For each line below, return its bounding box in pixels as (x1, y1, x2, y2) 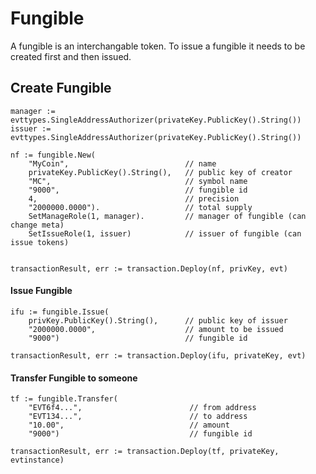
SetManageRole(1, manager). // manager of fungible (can (28, 211, 307, 221)
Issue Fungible (10, 285, 73, 297)
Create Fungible (10, 80, 112, 97)
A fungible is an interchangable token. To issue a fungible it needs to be (10, 40, 306, 52)
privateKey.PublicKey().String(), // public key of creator (28, 167, 293, 177)
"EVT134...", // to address (28, 412, 248, 422)
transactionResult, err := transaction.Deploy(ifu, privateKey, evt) (10, 350, 307, 361)
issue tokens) (10, 237, 70, 247)
